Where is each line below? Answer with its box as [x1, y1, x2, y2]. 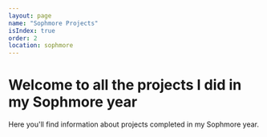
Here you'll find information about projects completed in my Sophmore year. [8, 119, 259, 129]
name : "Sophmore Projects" [8, 19, 99, 27]
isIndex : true [8, 26, 56, 34]
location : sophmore [8, 42, 74, 50]
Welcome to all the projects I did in [8, 76, 242, 95]
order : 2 [8, 34, 38, 42]
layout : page [8, 11, 52, 20]
